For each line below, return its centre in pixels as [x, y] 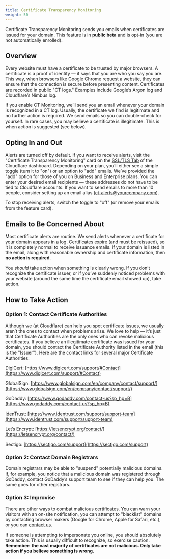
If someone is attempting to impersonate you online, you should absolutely [83, 535]
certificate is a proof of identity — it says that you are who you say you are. [84, 74]
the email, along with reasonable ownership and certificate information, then [85, 252]
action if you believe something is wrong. [50, 551]
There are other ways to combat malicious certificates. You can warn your [83, 509]
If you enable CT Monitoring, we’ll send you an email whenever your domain [85, 105]
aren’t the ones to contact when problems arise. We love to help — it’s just [83, 331]
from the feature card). [29, 208]
